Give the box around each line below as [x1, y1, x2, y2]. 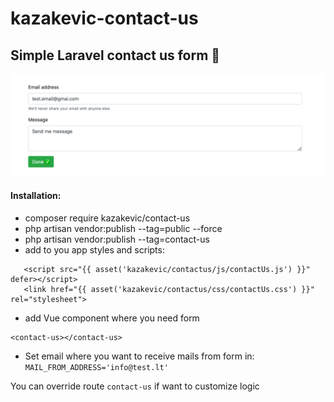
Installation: [10, 190, 62, 201]
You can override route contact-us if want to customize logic [10, 380, 260, 392]
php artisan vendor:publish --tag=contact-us [24, 233, 210, 245]
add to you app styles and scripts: [24, 243, 165, 256]
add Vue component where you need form [24, 312, 200, 324]
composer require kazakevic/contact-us [24, 212, 191, 224]
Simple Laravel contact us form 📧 [10, 47, 221, 64]
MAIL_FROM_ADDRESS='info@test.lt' [24, 362, 169, 372]
